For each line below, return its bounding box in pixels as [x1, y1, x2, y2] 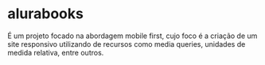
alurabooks [7, 5, 84, 23]
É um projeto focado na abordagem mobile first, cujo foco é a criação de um [7, 31, 258, 40]
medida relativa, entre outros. [7, 48, 104, 57]
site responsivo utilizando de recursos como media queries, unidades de [7, 39, 246, 48]
